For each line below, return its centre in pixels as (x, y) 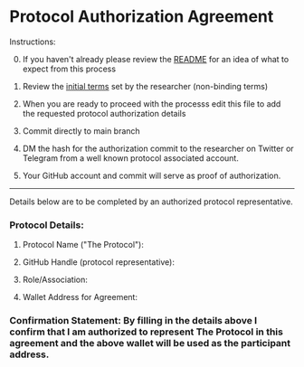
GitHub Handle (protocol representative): (98, 262)
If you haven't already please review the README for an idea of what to (156, 59)
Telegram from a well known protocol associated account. (131, 158)
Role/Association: (55, 280)
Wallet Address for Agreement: (80, 297)
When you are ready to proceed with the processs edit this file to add (152, 104)
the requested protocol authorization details (104, 113)
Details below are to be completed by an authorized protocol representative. (152, 202)
